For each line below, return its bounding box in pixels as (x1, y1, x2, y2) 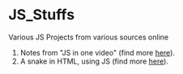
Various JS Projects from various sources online (8, 32, 168, 42)
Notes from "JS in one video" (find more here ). (19, 47, 176, 57)
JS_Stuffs (8, 6, 75, 24)
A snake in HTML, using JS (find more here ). (19, 56, 168, 66)
